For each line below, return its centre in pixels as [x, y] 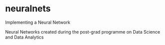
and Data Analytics [24, 37]
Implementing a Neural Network [38, 22]
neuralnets [28, 9]
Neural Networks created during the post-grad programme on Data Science [83, 32]
